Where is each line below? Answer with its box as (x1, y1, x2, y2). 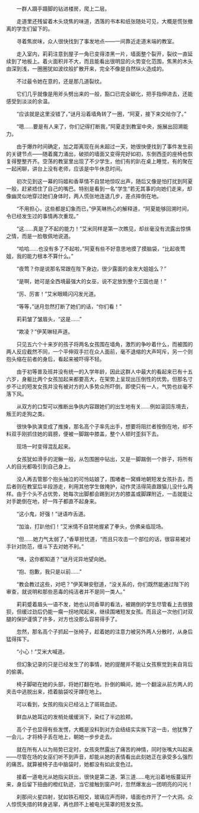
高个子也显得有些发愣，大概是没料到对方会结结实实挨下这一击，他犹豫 (16, 726, 188, 733)
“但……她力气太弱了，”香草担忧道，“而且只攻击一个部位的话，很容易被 (16, 536, 185, 542)
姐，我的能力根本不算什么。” (6, 252, 74, 260)
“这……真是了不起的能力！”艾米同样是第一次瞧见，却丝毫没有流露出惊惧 (16, 225, 191, 232)
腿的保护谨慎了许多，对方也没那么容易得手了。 (6, 616, 120, 622)
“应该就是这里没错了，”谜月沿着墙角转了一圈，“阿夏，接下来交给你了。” (16, 110, 187, 117)
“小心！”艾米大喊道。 (16, 648, 68, 655)
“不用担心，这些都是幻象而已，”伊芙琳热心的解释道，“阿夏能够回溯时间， (16, 205, 192, 212)
